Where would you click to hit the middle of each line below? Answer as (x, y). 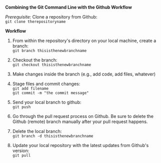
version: (21, 150)
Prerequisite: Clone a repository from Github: (51, 17)
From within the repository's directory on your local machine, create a (84, 40)
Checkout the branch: (35, 60)
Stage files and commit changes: (46, 84)
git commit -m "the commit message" (50, 93)
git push (21, 107)
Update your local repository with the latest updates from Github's (80, 145)
